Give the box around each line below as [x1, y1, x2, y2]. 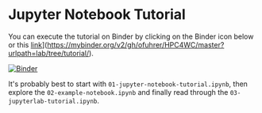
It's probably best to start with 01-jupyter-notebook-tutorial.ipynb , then [8, 79, 249, 89]
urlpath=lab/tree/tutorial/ [8, 48, 90, 58]
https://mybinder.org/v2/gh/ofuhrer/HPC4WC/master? [47, 40, 225, 49]
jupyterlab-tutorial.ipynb [8, 97, 98, 105]
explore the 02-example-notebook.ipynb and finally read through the [8, 87, 229, 96]
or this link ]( [8, 40, 48, 49]
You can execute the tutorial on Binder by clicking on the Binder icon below [8, 32, 254, 41]
